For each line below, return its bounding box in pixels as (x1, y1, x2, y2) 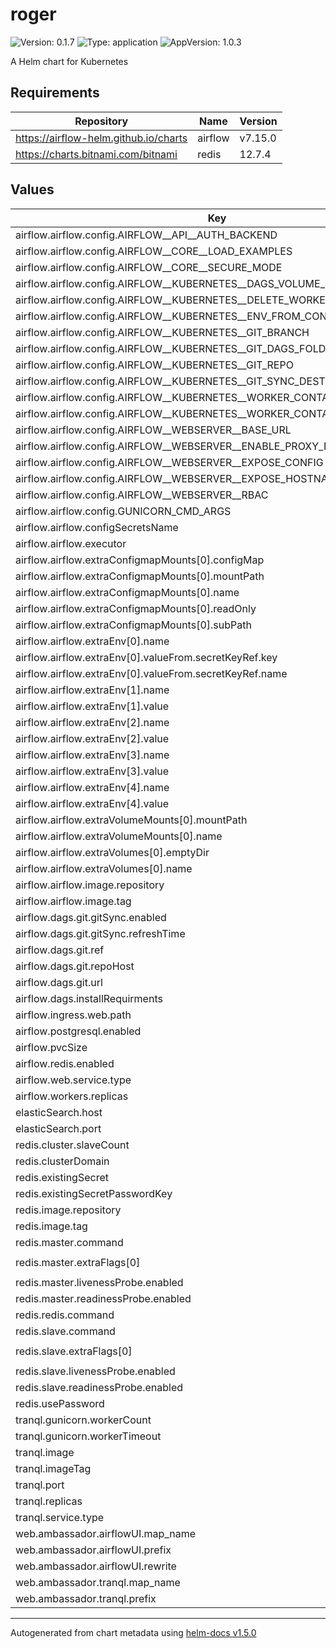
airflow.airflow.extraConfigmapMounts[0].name (15, 585, 240, 599)
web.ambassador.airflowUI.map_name (15, 1526, 196, 1540)
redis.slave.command (15, 1324, 116, 1338)
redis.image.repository (15, 1203, 122, 1217)
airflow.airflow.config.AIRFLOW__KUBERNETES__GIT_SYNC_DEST (15, 374, 326, 388)
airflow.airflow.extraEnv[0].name (15, 634, 170, 648)
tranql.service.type (15, 1510, 105, 1524)
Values (10, 181, 55, 198)
